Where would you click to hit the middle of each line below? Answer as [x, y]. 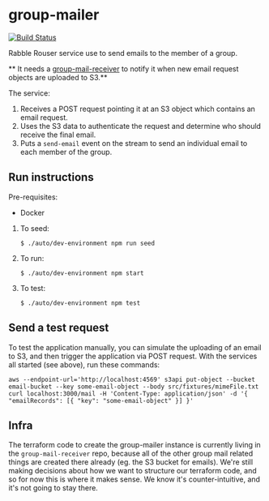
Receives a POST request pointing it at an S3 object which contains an [137, 109]
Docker [32, 212]
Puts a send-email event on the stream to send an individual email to [134, 143]
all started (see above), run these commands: [84, 364]
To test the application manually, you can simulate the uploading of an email [135, 347]
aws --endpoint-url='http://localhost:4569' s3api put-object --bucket [132, 379]
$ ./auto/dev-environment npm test [80, 303]
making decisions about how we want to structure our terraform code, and [132, 471]
